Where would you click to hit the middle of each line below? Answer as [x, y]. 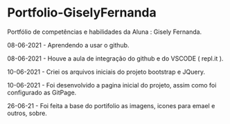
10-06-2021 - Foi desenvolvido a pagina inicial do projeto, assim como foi [112, 85]
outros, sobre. [27, 113]
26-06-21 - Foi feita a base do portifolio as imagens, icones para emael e [111, 105]
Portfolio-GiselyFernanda [82, 13]
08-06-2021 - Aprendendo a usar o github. [68, 45]
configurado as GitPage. [42, 92]
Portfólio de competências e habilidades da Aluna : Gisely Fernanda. [105, 32]
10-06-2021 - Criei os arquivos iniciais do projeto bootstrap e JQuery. [106, 72]
